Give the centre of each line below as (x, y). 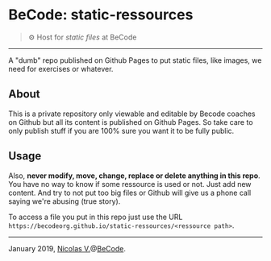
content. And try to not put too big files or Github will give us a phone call (130, 193)
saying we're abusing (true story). (65, 201)
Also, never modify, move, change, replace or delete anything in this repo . (134, 176)
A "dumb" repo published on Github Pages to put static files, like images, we (135, 60)
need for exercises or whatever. (61, 68)
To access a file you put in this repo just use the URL (96, 217)
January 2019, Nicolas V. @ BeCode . (67, 248)
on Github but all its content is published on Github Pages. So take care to (131, 122)
